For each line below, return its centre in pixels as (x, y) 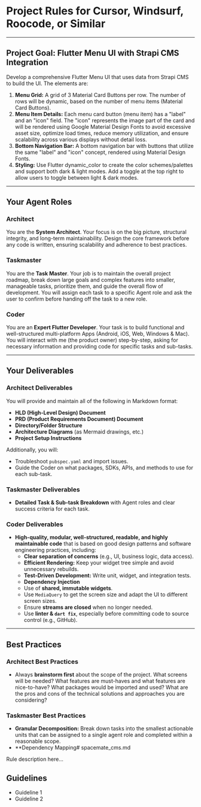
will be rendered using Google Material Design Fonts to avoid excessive (103, 126)
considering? (31, 700)
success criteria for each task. (52, 509)
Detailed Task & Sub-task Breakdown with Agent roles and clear (95, 503)
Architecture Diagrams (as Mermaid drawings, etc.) (79, 432)
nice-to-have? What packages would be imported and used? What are (101, 687)
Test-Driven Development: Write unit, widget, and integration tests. (107, 575)
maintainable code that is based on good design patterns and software (103, 544)
